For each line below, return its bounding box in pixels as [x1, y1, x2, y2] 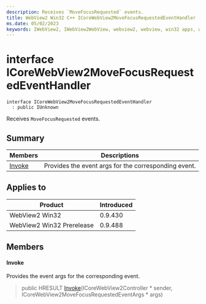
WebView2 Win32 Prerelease [9, 220, 94, 229]
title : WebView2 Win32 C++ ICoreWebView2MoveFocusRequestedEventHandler [6, 15, 196, 21]
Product [39, 200, 64, 209]
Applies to [6, 182, 47, 193]
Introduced [99, 200, 133, 209]
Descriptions [101, 151, 139, 160]
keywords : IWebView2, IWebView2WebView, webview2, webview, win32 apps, [6, 26, 196, 33]
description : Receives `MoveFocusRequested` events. [6, 9, 144, 15]
